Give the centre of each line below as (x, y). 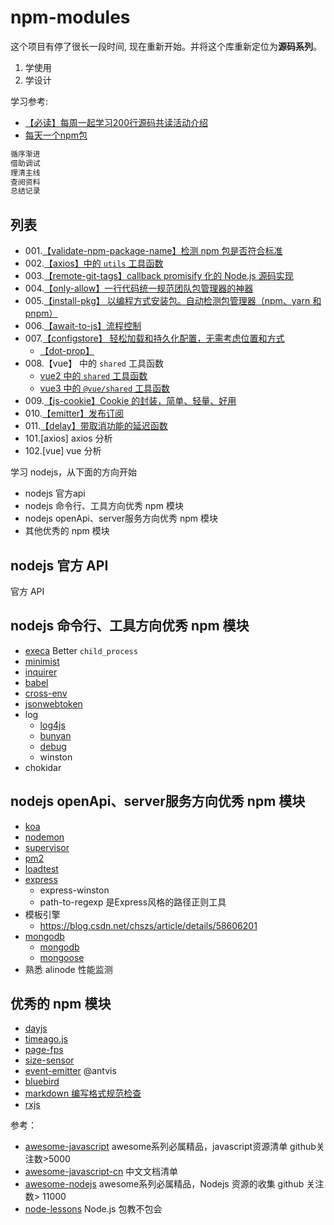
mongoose (62, 957)
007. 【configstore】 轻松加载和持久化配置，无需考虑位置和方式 (154, 338)
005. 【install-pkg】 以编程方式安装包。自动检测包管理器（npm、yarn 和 (173, 301)
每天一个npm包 (56, 135)
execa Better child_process (81, 650)
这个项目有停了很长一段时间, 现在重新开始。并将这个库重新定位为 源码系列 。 (166, 46)
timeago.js (46, 1039)
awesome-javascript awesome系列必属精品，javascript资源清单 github (170, 1147)
